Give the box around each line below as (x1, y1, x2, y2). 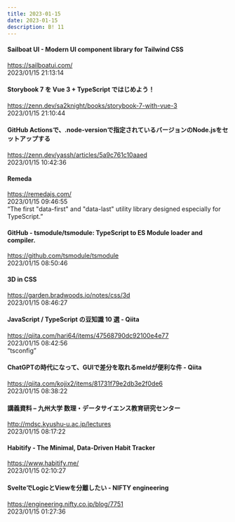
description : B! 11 (7, 23, 65, 30)
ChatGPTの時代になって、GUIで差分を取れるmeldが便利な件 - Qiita (7, 363, 202, 371)
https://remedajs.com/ (7, 190, 72, 198)
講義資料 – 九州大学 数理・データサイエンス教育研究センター (7, 404, 181, 412)
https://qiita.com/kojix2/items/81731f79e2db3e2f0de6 (7, 379, 163, 388)
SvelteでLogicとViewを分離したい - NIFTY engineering (7, 483, 169, 492)
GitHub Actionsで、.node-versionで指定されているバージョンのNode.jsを (7, 126, 222, 134)
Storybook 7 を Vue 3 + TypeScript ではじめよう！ (7, 85, 155, 94)
